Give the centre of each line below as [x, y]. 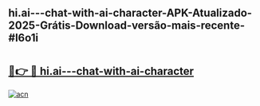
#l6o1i [23, 38]
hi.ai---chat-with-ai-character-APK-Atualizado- [130, 13]
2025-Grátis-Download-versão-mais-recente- [127, 26]
